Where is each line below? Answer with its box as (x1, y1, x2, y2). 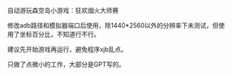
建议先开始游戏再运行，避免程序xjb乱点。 (7, 45, 128, 53)
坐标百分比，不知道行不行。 (19, 30, 100, 38)
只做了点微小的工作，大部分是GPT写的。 (7, 60, 126, 69)
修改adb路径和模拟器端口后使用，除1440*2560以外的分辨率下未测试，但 (7, 21, 219, 30)
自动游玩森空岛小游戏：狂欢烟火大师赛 (7, 6, 118, 14)
